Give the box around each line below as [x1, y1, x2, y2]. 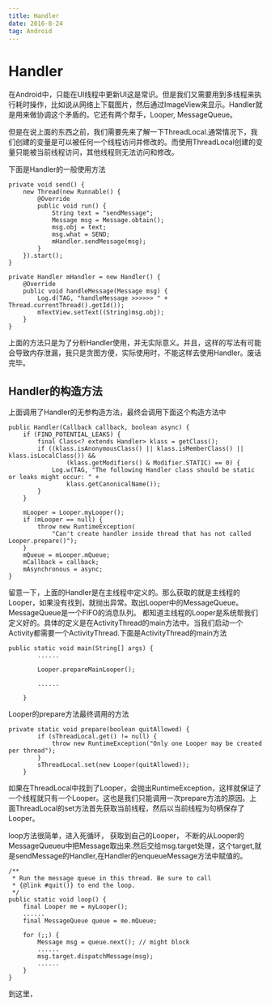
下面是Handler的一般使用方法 [8, 165, 106, 174]
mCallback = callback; [23, 559, 100, 567]
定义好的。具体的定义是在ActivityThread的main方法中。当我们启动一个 [8, 618, 244, 628]
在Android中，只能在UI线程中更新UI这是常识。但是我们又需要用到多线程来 [8, 90, 255, 100]
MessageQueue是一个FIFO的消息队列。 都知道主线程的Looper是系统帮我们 [8, 608, 259, 618]
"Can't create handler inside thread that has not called [51, 530, 252, 538]
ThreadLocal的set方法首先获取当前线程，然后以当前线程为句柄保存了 [15, 803, 245, 813]
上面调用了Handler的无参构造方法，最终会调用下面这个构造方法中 [8, 407, 227, 417]
